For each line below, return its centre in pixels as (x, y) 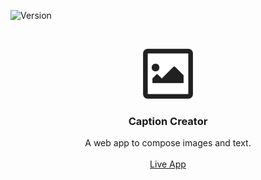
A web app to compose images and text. (168, 143)
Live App (168, 164)
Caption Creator (168, 121)
